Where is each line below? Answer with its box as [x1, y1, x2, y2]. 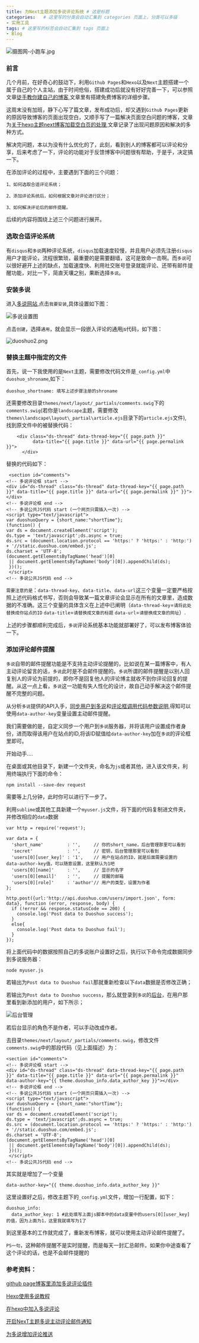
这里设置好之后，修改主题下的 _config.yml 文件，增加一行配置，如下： [6, 1193, 176, 1200]
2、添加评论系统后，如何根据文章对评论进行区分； [6, 193, 111, 199]
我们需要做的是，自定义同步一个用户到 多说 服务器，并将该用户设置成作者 [6, 722, 181, 729]
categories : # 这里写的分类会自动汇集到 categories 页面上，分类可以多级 [6, 14, 178, 20]
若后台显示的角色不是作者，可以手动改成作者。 [6, 1024, 120, 1031]
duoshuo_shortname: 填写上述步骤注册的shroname [6, 388, 118, 394]
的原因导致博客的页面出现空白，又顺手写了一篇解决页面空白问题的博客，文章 [6, 114, 193, 121]
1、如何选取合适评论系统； [6, 182, 62, 188]
